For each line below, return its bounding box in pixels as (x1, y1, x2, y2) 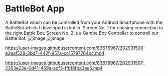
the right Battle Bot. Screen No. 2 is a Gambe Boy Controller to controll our (5, 30, 159, 36)
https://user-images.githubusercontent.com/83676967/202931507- (5, 60, 145, 66)
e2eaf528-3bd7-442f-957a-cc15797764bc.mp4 (5, 50, 105, 56)
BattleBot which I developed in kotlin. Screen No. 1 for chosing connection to (5, 24, 163, 30)
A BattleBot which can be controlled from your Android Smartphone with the (5, 19, 163, 25)
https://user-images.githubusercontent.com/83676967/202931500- (5, 45, 145, 51)
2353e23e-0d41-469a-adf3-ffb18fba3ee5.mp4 (5, 65, 103, 71)
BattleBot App (5, 3, 65, 14)
